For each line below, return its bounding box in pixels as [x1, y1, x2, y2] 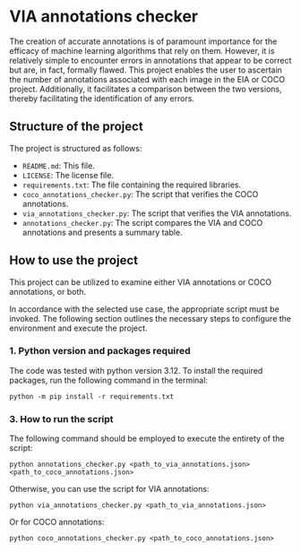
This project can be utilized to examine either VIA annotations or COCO [9, 276, 271, 288]
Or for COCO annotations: [9, 517, 105, 528]
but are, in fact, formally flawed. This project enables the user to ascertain [9, 65, 282, 75]
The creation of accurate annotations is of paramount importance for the [9, 36, 278, 47]
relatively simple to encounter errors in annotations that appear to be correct [9, 55, 292, 65]
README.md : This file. [21, 160, 96, 171]
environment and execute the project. [9, 323, 148, 333]
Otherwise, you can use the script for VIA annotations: [9, 484, 210, 495]
